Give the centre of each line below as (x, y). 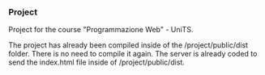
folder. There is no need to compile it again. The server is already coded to (133, 54)
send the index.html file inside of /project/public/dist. (96, 62)
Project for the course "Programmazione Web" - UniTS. (101, 30)
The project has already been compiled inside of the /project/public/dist (128, 45)
